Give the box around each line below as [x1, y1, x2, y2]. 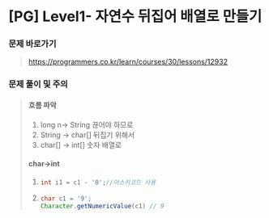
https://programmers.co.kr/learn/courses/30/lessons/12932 [28, 57, 228, 67]
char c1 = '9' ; [40, 195, 92, 203]
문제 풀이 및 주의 [8, 78, 68, 90]
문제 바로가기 [8, 38, 57, 49]
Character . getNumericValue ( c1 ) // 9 [40, 202, 164, 210]
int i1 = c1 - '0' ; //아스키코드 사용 [40, 178, 156, 187]
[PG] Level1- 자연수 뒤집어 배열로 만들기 [8, 7, 263, 26]
